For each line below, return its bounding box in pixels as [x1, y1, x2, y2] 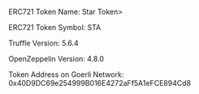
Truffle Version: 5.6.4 [8, 38, 79, 48]
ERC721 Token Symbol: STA [8, 23, 102, 32]
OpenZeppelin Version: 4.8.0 [8, 54, 104, 63]
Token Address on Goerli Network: [8, 70, 124, 79]
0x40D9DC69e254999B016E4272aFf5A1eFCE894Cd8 [8, 79, 192, 88]
